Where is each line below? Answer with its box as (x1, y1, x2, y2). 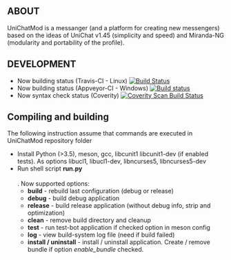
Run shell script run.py (17, 164, 83, 173)
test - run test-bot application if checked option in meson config (27, 224, 210, 232)
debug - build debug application (27, 194, 120, 202)
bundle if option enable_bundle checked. (27, 246, 144, 254)
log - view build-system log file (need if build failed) (27, 230, 175, 239)
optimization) (27, 209, 66, 217)
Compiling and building (7, 111, 109, 123)
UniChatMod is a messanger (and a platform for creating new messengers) (7, 23, 220, 32)
